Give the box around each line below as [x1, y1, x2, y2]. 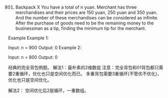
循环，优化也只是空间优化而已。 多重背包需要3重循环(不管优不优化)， [19, 71, 162, 77]
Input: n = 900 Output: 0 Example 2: [8, 45, 82, 50]
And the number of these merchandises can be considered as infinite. [15, 15, 159, 20]
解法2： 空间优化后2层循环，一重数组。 [8, 88, 89, 94]
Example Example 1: [8, 35, 49, 41]
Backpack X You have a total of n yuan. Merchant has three [15, 4, 137, 10]
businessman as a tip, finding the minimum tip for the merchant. [15, 25, 146, 31]
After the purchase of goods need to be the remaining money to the [15, 20, 154, 26]
